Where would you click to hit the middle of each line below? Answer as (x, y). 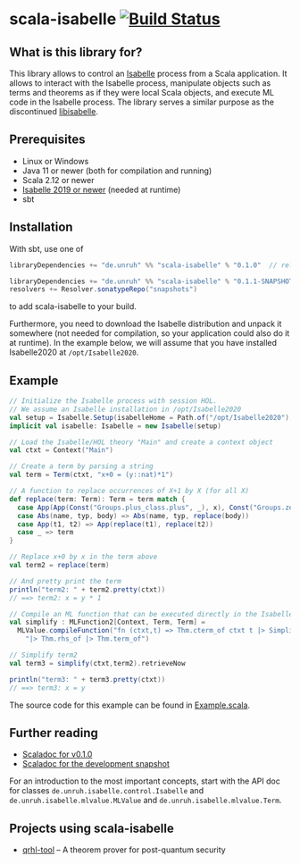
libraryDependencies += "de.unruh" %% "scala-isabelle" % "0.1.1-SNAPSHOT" (153, 281)
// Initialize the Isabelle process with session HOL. (113, 401)
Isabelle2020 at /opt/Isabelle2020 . (74, 352)
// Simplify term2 (43, 655)
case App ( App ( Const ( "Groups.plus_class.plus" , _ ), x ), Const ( (135, 507)
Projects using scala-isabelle (92, 828)
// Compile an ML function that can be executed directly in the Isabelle (151, 614)
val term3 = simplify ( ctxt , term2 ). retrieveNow (97, 663)
